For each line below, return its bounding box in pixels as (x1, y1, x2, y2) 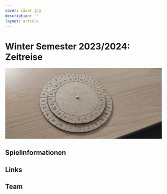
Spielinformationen (5, 149, 66, 157)
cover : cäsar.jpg (5, 8, 41, 13)
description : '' (5, 13, 39, 18)
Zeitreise (5, 51, 43, 62)
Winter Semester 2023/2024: (5, 40, 130, 52)
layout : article (5, 18, 39, 23)
